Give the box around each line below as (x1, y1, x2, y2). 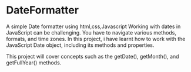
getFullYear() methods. (6, 59, 62, 66)
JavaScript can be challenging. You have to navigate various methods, (6, 29, 176, 36)
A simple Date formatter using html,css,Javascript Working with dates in (6, 23, 181, 30)
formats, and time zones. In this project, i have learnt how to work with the (6, 35, 186, 42)
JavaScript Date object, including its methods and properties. (6, 42, 155, 49)
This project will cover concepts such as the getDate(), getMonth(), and (6, 53, 179, 60)
